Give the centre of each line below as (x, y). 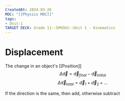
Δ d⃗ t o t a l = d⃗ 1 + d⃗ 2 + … (83, 83)
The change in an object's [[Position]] (43, 66)
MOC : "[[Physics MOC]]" (30, 14)
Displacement (34, 52)
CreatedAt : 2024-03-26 (28, 10)
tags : (11, 19)
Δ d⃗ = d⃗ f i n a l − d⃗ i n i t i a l (83, 74)
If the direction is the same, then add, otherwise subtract (62, 93)
